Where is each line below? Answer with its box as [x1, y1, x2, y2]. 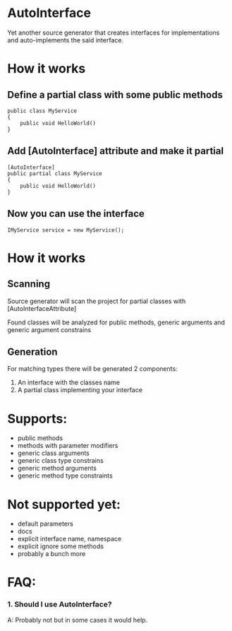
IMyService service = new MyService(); [7, 226, 125, 234]
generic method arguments [17, 464, 97, 473]
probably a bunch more [17, 550, 86, 558]
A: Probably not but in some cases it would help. [7, 615, 148, 624]
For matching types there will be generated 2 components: [7, 365, 178, 373]
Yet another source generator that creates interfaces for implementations [7, 28, 220, 37]
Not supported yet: [7, 496, 121, 512]
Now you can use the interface [7, 208, 145, 220]
